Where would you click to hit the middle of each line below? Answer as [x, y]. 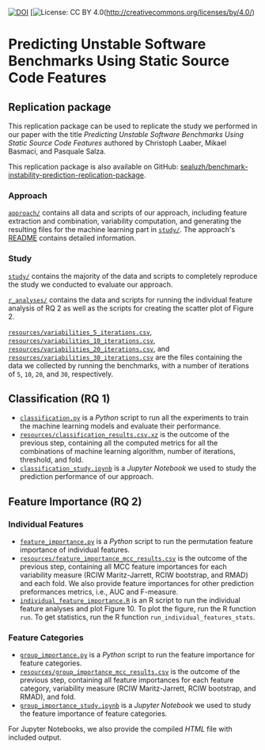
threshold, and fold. [51, 460]
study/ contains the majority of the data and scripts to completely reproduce [133, 276]
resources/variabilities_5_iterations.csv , [80, 332]
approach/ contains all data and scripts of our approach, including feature [128, 213]
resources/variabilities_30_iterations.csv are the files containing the [125, 357]
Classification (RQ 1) [59, 399]
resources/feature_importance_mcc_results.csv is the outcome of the [133, 558]
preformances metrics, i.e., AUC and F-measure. [99, 592]
